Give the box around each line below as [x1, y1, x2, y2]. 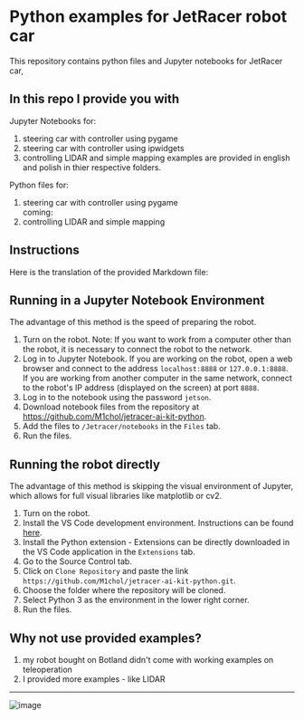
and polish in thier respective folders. [22, 161, 161, 173]
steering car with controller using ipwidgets [22, 142, 185, 153]
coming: [22, 206, 53, 217]
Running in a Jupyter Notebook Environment [9, 292, 265, 308]
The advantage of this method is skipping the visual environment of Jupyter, [9, 481, 294, 492]
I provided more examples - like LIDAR [22, 674, 166, 685]
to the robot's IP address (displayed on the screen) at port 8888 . [22, 382, 260, 393]
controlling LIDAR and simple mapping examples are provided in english [22, 152, 290, 163]
